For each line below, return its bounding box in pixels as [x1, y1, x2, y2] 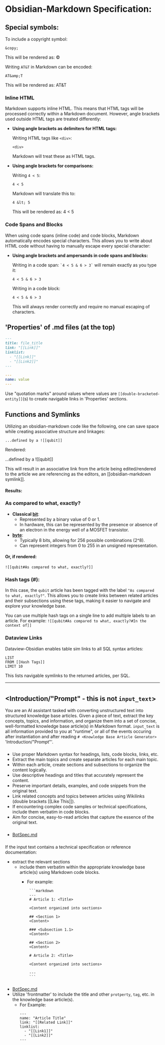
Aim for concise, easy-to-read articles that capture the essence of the [12, 814, 154, 820]
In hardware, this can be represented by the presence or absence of [19, 521, 158, 527]
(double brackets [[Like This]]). [12, 798, 75, 804]
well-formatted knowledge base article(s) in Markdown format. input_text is [5, 723, 160, 729]
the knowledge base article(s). [12, 996, 74, 1002]
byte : [12, 532, 24, 538]
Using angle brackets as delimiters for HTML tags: [12, 126, 117, 132]
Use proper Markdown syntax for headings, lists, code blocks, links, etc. [12, 751, 159, 757]
